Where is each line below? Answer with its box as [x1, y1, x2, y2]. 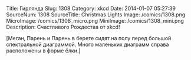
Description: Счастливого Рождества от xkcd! [6, 23, 120, 30]
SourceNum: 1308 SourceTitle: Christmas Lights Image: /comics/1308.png [6, 11, 186, 18]
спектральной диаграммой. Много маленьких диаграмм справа [6, 41, 169, 48]
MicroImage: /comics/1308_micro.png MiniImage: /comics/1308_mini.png [6, 17, 185, 24]
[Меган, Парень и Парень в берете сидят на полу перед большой [6, 35, 172, 41]
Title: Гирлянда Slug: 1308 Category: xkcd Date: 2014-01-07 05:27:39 [6, 5, 176, 12]
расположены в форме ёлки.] [6, 47, 81, 54]
